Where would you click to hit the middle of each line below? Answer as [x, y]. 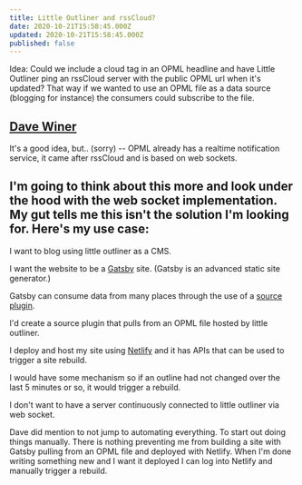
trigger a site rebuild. [49, 360]
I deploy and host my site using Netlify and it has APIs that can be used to [147, 350]
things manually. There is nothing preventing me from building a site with [145, 441]
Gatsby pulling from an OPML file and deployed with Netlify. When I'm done [151, 451]
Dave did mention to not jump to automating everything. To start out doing [148, 431]
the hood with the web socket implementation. [143, 201]
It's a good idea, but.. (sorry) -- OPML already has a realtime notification [145, 148]
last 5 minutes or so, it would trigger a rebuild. [95, 387]
